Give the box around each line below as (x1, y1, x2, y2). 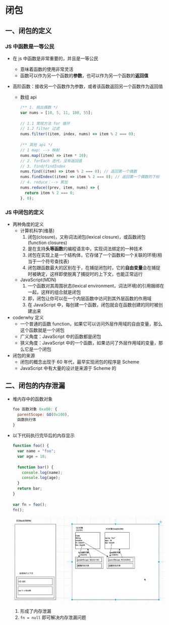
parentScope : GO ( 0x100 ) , (17, 412, 70, 417)
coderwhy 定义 (12, 314, 44, 320)
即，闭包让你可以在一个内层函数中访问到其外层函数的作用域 (27, 295, 152, 301)
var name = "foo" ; (17, 448, 56, 454)
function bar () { (17, 465, 54, 470)
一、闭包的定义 (5, 26, 52, 35)
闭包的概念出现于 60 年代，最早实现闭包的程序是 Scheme (20, 359, 140, 365)
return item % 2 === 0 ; (24, 190, 75, 195)
